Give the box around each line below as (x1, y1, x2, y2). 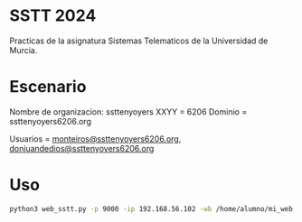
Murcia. (9, 44, 38, 55)
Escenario (9, 77, 87, 97)
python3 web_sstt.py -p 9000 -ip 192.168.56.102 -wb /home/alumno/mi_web (9, 204, 294, 213)
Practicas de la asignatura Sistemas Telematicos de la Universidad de (9, 35, 269, 46)
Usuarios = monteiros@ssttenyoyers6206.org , (9, 133, 182, 144)
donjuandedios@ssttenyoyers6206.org (9, 143, 155, 153)
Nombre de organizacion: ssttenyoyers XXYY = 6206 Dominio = (9, 106, 248, 117)
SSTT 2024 (9, 5, 97, 26)
